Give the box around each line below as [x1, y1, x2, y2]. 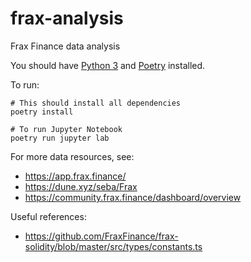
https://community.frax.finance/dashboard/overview [24, 191, 242, 203]
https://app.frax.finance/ [24, 170, 127, 182]
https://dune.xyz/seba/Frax [24, 180, 138, 192]
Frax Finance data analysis [10, 40, 121, 52]
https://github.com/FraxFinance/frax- [24, 230, 179, 242]
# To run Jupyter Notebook [10, 124, 123, 134]
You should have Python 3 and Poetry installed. [10, 59, 206, 71]
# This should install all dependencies [10, 98, 182, 108]
